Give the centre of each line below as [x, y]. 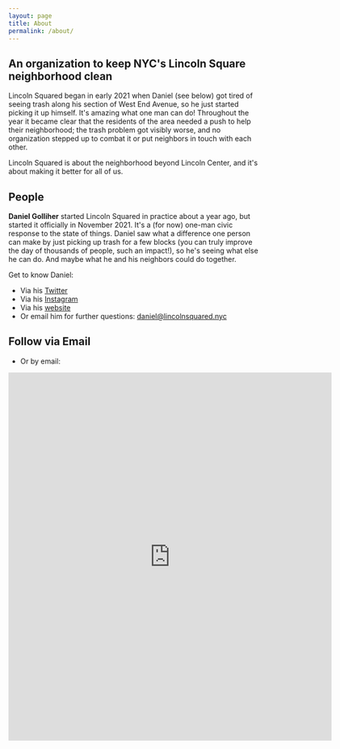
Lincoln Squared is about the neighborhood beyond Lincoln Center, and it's [133, 163]
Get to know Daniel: [41, 275]
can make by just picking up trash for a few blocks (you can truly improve [130, 242]
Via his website [45, 307]
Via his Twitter [44, 290]
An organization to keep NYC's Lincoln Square [127, 63]
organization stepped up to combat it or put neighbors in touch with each [130, 139]
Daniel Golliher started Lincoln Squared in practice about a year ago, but [129, 216]
